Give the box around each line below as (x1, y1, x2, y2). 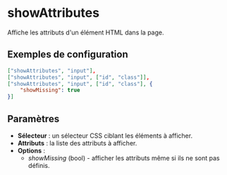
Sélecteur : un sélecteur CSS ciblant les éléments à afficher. (17, 131, 192, 140)
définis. (27, 161, 50, 169)
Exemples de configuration (7, 48, 128, 60)
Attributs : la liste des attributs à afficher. (17, 138, 137, 147)
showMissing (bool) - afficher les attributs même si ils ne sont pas (27, 153, 220, 162)
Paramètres (7, 112, 60, 124)
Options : (17, 146, 46, 155)
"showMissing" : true (20, 86, 80, 94)
